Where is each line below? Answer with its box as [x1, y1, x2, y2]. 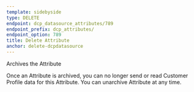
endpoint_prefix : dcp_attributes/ [6, 26, 95, 33]
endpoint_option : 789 [6, 32, 62, 38]
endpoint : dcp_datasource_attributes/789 [6, 20, 114, 26]
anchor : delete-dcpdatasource [6, 44, 84, 50]
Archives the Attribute [6, 59, 62, 67]
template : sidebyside [6, 9, 62, 15]
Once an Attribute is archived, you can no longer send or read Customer [6, 72, 188, 79]
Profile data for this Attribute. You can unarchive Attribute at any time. [6, 78, 182, 86]
